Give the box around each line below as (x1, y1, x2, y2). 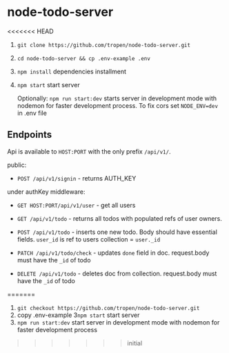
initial (127, 338, 143, 347)
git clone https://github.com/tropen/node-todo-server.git (17, 42, 191, 48)
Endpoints (7, 129, 52, 141)
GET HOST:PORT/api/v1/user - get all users (17, 201, 136, 209)
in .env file (17, 109, 47, 117)
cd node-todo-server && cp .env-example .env (17, 55, 150, 62)
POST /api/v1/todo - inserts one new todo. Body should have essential (17, 228, 217, 236)
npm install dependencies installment (17, 67, 126, 75)
